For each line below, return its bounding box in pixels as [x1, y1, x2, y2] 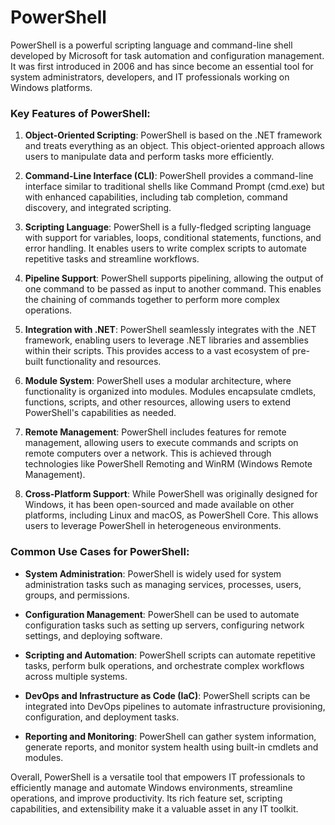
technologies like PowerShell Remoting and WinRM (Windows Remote [24, 458, 313, 470]
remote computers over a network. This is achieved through [24, 447, 272, 460]
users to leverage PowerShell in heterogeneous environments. [24, 520, 282, 532]
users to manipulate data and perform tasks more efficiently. [24, 151, 275, 163]
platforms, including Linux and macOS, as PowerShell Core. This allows [24, 509, 319, 521]
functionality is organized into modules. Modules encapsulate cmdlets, [24, 386, 317, 398]
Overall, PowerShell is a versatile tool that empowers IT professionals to [10, 771, 306, 783]
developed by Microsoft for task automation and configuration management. [10, 49, 325, 61]
